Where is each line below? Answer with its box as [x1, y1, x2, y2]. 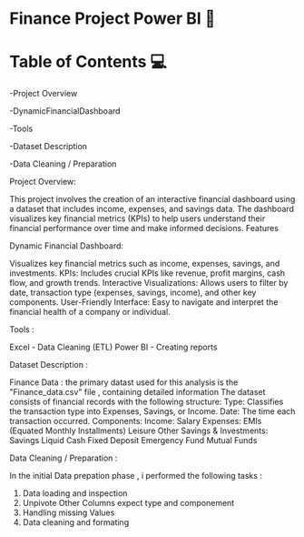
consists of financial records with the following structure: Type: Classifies [9, 396, 284, 408]
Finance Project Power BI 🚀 [9, 8, 216, 29]
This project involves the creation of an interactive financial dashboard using [9, 194, 296, 205]
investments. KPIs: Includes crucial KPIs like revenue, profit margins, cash [9, 268, 286, 279]
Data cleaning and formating [22, 517, 130, 528]
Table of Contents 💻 [9, 52, 167, 72]
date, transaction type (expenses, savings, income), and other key [9, 287, 257, 299]
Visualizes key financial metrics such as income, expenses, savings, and [9, 258, 280, 269]
